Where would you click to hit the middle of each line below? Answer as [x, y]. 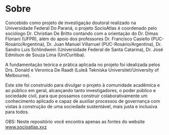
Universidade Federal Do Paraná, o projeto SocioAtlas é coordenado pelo [81, 28]
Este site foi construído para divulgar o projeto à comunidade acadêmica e [82, 85]
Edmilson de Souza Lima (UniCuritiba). [45, 55]
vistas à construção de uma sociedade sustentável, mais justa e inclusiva [81, 106]
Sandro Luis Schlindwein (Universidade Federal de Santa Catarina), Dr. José [84, 49]
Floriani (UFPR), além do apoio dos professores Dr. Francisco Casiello [78, 39]
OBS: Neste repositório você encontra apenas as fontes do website [75, 121]
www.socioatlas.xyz [26, 127]
